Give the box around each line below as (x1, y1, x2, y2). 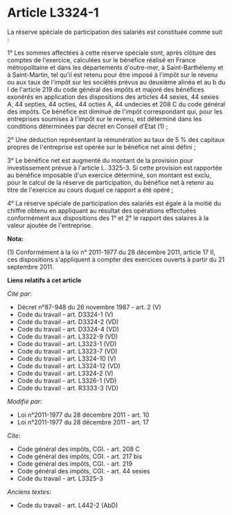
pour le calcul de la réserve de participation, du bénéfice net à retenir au (7, 178, 214, 186)
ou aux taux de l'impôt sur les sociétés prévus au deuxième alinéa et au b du (7, 78, 226, 86)
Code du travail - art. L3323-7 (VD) (17, 347, 118, 355)
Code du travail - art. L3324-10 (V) (17, 354, 116, 363)
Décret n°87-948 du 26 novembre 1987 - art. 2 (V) (17, 302, 161, 311)
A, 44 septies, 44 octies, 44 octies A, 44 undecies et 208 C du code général (7, 100, 226, 108)
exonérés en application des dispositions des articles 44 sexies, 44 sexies (7, 92, 220, 101)
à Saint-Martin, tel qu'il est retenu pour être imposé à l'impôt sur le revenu (7, 71, 218, 79)
